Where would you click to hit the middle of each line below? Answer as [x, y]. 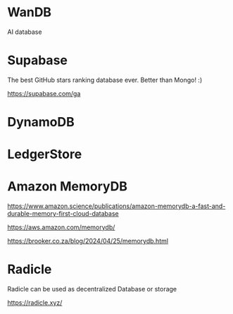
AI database [25, 32]
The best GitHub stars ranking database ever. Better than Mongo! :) [105, 80]
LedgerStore [45, 154]
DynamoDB [41, 122]
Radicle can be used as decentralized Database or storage [92, 289]
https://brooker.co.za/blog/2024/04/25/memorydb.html [88, 241]
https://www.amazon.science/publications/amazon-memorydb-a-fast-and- [116, 206]
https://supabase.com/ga [44, 93]
